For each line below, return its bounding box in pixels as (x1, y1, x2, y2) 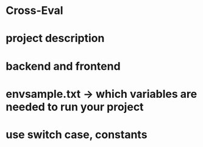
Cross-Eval (5, 4, 63, 18)
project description (5, 32, 105, 46)
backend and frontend (5, 59, 121, 73)
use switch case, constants (5, 128, 148, 142)
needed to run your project (5, 100, 144, 114)
